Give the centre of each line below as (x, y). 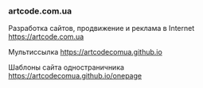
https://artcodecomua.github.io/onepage (75, 76)
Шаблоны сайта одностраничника (66, 67)
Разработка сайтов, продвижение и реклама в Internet (101, 29)
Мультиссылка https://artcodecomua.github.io (86, 52)
